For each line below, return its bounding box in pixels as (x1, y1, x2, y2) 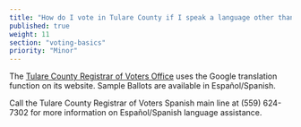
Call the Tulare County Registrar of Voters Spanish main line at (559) (9, 97, 262, 108)
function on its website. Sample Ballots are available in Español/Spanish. (9, 80, 276, 91)
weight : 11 (9, 30, 50, 38)
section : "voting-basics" (9, 38, 106, 47)
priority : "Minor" (9, 47, 78, 55)
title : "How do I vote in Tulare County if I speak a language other (9, 13, 275, 22)
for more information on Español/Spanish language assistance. (30, 107, 262, 118)
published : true (9, 21, 70, 30)
